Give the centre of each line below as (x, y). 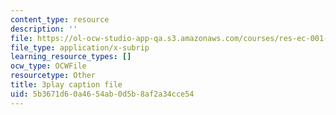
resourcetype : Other (53, 76)
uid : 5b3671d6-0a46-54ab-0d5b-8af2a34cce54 (102, 94)
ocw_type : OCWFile (48, 66)
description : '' (44, 29)
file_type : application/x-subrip (80, 47)
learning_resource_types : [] (71, 57)
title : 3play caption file (66, 85)
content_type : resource (60, 19)
